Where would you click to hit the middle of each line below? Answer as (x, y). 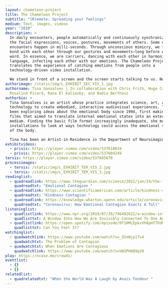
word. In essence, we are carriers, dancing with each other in (78, 56)
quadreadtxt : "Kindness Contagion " (52, 195)
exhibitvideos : (21, 144)
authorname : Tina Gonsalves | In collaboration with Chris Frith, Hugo (81, 88)
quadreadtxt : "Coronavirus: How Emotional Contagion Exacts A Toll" (87, 204)
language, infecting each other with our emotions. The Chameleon (80, 61)
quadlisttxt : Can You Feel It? (47, 228)
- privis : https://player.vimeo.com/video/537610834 (66, 149)
